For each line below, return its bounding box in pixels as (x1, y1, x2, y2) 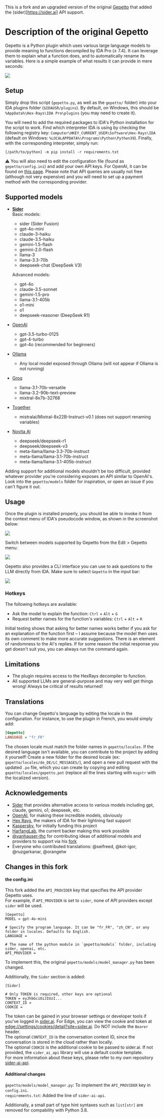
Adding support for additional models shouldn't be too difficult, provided (5, 468, 150, 474)
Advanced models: (12, 271, 50, 277)
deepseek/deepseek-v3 (19, 443, 68, 449)
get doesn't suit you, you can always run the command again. (5, 646, 129, 652)
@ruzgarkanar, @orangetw (12, 849, 67, 854)
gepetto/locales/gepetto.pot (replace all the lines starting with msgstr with (5, 770, 156, 776)
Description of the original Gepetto (5, 26, 149, 38)
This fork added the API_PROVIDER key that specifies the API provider (5, 887, 143, 893)
